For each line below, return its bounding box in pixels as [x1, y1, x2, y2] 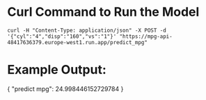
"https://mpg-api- [119, 32, 173, 40]
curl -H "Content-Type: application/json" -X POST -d [7, 27, 167, 34]
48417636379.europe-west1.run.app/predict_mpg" [7, 39, 148, 46]
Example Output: [7, 62, 106, 78]
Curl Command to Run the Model [7, 4, 200, 20]
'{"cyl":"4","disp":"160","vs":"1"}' [7, 32, 117, 40]
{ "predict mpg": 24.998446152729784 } [7, 84, 124, 93]
